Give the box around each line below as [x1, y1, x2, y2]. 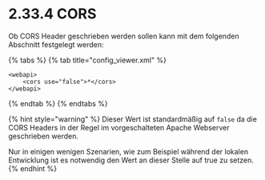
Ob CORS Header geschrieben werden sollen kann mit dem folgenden [8, 31, 239, 41]
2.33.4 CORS [8, 5, 97, 23]
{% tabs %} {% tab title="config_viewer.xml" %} [8, 55, 167, 65]
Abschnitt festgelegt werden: [8, 39, 104, 49]
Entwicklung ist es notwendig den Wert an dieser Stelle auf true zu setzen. [8, 155, 255, 165]
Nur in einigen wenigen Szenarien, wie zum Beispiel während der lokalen [8, 146, 249, 156]
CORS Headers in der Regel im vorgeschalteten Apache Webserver [8, 122, 230, 132]
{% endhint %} [8, 163, 58, 173]
